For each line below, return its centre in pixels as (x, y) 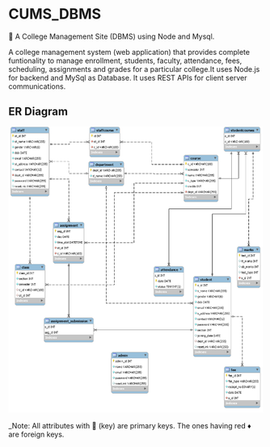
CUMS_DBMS (55, 14)
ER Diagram (38, 112)
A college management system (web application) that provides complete (129, 52)
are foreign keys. (36, 434)
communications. (37, 86)
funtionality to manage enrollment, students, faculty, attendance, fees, (125, 61)
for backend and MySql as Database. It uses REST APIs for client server (128, 77)
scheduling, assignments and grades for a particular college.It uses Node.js (134, 69)
